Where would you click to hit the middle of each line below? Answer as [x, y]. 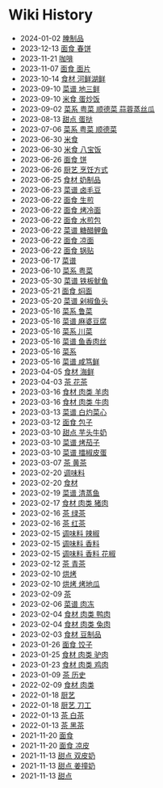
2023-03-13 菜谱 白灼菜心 [63, 412]
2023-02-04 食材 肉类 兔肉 [65, 624]
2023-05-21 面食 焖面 [56, 291]
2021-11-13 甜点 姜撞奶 [57, 765]
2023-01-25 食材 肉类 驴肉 [64, 654]
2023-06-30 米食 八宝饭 [61, 149]
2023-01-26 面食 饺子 [56, 644]
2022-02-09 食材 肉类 [57, 685]
